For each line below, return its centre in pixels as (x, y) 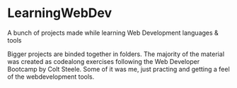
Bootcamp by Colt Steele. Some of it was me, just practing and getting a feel (118, 69)
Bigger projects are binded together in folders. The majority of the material (116, 54)
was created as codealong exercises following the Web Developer (104, 61)
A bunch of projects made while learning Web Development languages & (113, 33)
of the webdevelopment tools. (51, 77)
